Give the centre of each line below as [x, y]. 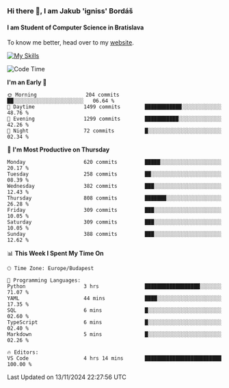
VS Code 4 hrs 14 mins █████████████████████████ [114, 359]
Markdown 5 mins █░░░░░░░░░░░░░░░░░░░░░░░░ [114, 335]
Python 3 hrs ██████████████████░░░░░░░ [114, 287]
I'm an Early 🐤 [27, 82]
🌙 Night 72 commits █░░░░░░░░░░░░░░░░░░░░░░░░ [114, 131]
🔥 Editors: [23, 352]
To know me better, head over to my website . [71, 43]
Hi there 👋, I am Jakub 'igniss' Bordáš [70, 11]
